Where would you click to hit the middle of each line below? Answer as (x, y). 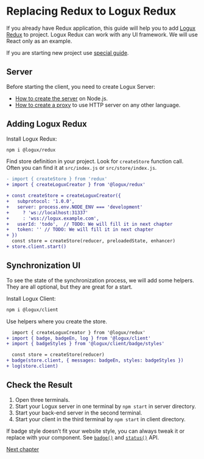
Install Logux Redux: (32, 139)
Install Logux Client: (31, 298)
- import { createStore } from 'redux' (57, 179)
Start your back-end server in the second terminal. (79, 413)
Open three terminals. (42, 399)
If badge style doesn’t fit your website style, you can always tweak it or (96, 431)
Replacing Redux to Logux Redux (91, 11)
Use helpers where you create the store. (57, 321)
